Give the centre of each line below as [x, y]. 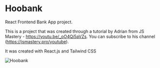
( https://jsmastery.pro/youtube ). [37, 41]
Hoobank [24, 8]
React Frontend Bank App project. [39, 22]
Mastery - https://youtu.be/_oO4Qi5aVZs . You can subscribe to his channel [80, 36]
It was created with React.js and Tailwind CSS [51, 51]
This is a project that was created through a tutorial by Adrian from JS [75, 31]
